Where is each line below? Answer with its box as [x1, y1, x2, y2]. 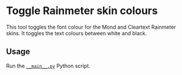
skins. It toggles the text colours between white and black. [6, 29, 147, 36]
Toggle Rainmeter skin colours [6, 4, 158, 18]
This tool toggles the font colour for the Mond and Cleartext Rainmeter [6, 23, 176, 30]
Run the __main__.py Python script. [6, 62, 91, 69]
